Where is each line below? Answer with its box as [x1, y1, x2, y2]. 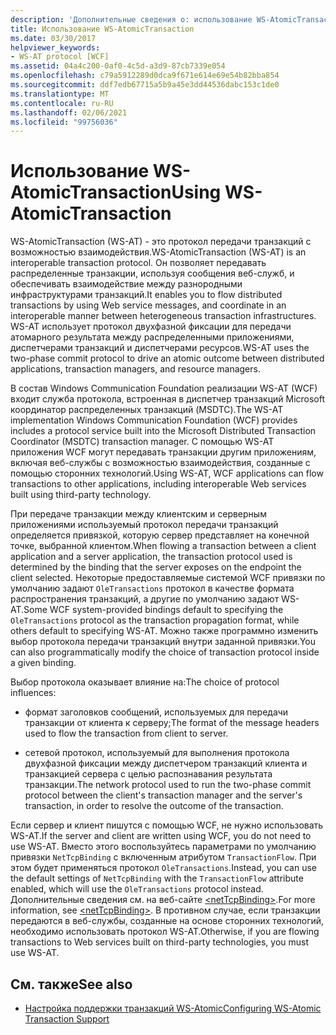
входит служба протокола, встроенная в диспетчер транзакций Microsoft [10, 393, 326, 405]
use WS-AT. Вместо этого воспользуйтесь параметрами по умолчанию [10, 841, 317, 853]
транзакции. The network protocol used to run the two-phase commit [24, 779, 312, 791]
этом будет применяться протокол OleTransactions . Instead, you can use [10, 862, 318, 874]
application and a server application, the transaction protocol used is [10, 551, 293, 563]
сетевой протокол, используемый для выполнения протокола [24, 747, 290, 759]
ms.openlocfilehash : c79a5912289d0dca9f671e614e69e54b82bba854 [10, 71, 280, 81]
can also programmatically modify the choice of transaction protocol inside [10, 646, 320, 658]
